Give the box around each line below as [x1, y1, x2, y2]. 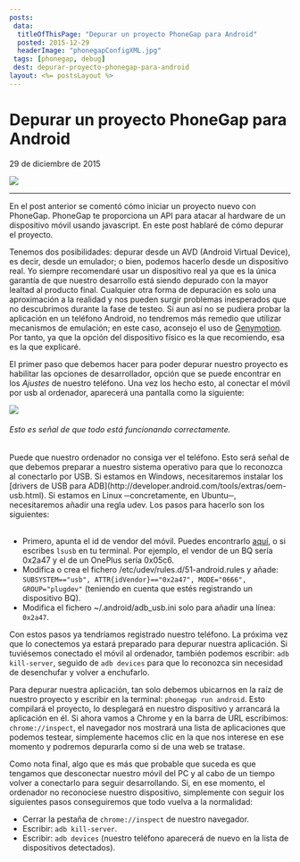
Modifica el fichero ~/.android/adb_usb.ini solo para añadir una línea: [21, 602, 276, 613]
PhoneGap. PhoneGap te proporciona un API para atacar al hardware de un [9, 210, 286, 221]
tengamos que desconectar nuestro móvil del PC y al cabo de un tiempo [9, 767, 275, 778]
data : [12, 21, 34, 30]
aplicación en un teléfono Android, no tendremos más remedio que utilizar [9, 313, 282, 323]
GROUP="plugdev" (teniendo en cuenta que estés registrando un [21, 582, 253, 594]
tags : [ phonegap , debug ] [12, 54, 105, 63]
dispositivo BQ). [21, 592, 81, 603]
